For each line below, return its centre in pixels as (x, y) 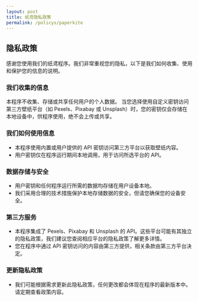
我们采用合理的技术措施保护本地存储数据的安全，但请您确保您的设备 (98, 193)
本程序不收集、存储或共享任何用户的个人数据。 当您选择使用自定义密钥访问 (98, 102)
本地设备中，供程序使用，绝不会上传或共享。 (61, 117)
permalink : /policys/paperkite (45, 23)
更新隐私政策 (25, 270)
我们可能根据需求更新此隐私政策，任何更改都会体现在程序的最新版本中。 (103, 284)
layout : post (22, 12)
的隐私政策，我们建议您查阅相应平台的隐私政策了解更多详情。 (90, 239)
